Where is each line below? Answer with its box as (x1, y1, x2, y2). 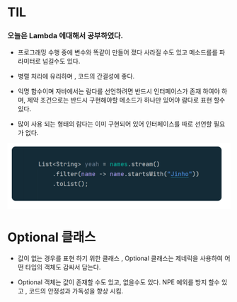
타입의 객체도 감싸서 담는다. (25, 263, 101, 272)
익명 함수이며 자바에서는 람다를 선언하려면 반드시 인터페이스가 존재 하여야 (17, 87, 221, 95)
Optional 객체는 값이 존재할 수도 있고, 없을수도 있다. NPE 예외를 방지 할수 (17, 278, 221, 286)
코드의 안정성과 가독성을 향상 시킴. (28, 287, 124, 296)
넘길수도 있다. (42, 57, 81, 66)
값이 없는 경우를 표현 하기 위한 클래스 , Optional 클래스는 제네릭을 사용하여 (17, 254, 223, 262)
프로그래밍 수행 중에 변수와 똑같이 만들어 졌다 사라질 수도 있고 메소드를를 (17, 48, 218, 57)
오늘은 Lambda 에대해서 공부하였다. (7, 31, 124, 41)
